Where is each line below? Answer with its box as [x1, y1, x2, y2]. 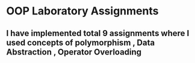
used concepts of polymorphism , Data [6, 37, 155, 47]
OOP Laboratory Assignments [6, 4, 159, 18]
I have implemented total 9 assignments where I [6, 28, 190, 38]
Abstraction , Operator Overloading [6, 47, 142, 57]
